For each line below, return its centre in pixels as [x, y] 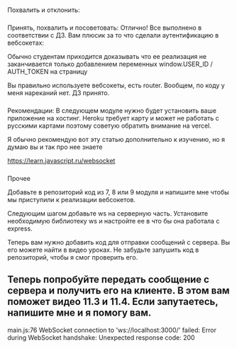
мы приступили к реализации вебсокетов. [72, 199]
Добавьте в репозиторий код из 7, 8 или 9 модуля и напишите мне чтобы [118, 192]
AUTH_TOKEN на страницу [48, 71]
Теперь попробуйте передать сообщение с [108, 280]
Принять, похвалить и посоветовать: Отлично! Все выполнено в [105, 28]
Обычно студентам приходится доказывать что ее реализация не [107, 56]
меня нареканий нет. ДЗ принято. [59, 93]
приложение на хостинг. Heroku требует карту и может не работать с [113, 118]
